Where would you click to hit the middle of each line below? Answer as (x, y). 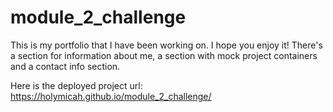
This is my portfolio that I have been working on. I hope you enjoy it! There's (166, 45)
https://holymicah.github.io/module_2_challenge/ (111, 96)
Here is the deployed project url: (76, 85)
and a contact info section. (65, 66)
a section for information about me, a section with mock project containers (164, 55)
